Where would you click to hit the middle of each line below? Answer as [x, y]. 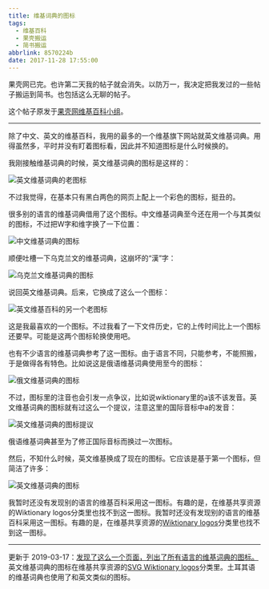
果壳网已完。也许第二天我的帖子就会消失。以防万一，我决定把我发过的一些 [131, 84]
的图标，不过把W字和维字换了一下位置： [75, 224]
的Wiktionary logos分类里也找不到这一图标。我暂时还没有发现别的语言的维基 [134, 512]
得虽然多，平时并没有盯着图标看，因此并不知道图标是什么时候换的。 [120, 146]
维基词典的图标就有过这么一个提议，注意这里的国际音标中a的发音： [126, 407]
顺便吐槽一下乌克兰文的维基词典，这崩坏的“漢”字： [92, 258]
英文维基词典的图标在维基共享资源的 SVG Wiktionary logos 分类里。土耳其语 [132, 567]
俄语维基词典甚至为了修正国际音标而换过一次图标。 [92, 441]
